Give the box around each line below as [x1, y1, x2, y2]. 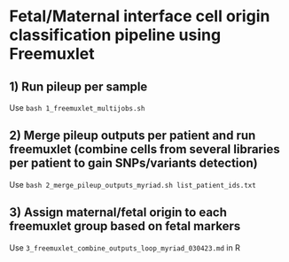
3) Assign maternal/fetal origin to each [9, 205, 228, 220]
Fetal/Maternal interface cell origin [9, 6, 270, 27]
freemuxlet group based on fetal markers [9, 219, 241, 234]
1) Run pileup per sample [9, 79, 148, 94]
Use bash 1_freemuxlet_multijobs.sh [9, 103, 145, 112]
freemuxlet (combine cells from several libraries [9, 142, 281, 157]
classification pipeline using [9, 25, 222, 45]
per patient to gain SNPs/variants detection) [9, 156, 259, 171]
